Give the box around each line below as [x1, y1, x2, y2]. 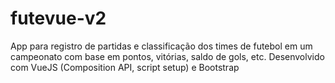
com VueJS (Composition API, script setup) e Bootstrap [10, 61, 240, 73]
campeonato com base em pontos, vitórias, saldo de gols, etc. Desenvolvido [10, 50, 325, 62]
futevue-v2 [10, 7, 107, 30]
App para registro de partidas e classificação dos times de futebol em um [10, 40, 313, 52]
